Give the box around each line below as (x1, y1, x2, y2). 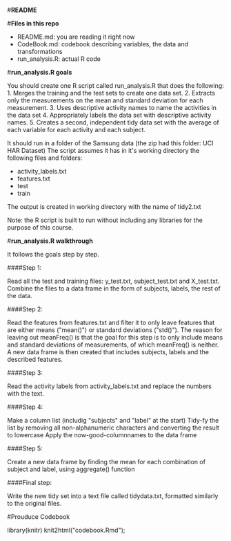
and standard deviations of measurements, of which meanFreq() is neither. (7, 340, 219, 349)
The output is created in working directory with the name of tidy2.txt (7, 203, 201, 210)
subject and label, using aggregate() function (7, 465, 135, 473)
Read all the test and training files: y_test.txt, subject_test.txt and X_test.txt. (7, 277, 220, 285)
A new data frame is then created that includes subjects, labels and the (7, 348, 209, 356)
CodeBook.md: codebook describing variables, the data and (17, 40, 188, 48)
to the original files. (7, 499, 62, 507)
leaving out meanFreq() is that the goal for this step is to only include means (7, 333, 223, 341)
